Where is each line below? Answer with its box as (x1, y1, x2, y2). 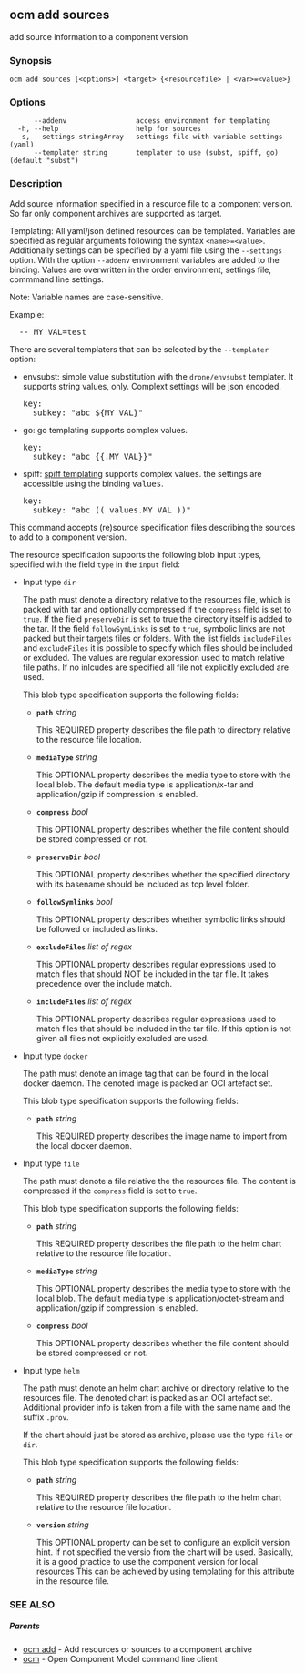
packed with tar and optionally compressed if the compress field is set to (22, 603, 292, 614)
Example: (9, 309, 45, 319)
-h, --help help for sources (17, 125, 202, 134)
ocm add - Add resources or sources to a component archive (22, 1643, 253, 1655)
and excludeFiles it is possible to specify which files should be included (22, 642, 293, 654)
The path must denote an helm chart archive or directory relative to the (22, 1383, 290, 1394)
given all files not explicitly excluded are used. (36, 1032, 209, 1043)
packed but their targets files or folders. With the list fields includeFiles (22, 633, 292, 644)
